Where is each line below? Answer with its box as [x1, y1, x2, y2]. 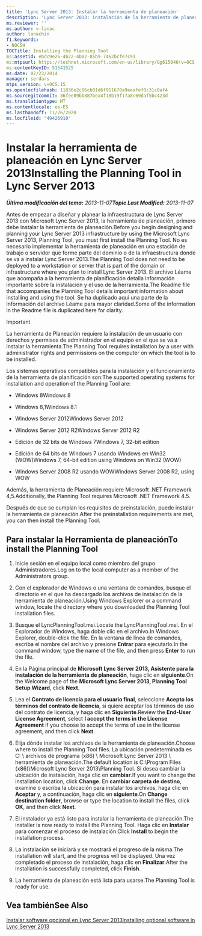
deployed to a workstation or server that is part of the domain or [6, 262, 165, 269]
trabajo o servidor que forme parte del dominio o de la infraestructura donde [6, 249, 196, 256]
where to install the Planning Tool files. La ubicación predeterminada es [14, 746, 192, 753]
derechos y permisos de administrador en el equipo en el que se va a [6, 336, 178, 343]
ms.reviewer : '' [6, 20, 47, 26]
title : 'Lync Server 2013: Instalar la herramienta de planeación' [6, 8, 179, 15]
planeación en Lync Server [6, 154, 142, 167]
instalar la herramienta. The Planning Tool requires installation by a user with [6, 343, 194, 350]
